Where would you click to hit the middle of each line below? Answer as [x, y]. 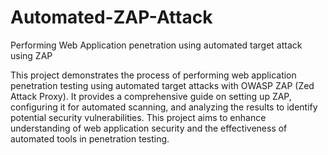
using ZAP [31, 55]
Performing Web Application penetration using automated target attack [156, 45]
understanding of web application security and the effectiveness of [149, 128]
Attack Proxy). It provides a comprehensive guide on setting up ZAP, [151, 96]
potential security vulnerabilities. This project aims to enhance [138, 117]
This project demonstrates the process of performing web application [153, 75]
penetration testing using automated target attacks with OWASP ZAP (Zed [162, 85]
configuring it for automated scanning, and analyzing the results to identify [164, 107]
